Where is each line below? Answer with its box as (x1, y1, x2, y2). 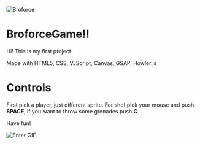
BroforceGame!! (6, 28, 90, 41)
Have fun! (6, 119, 31, 127)
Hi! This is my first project (6, 47, 72, 55)
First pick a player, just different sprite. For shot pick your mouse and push (6, 101, 194, 108)
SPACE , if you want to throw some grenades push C (6, 107, 138, 115)
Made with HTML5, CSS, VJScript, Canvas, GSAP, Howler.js (6, 59, 157, 67)
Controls (6, 81, 52, 95)
